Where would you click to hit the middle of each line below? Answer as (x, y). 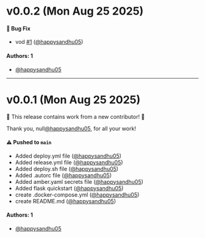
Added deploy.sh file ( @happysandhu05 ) (67, 169)
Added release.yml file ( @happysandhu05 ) (69, 162)
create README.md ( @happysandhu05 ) (66, 201)
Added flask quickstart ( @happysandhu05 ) (69, 188)
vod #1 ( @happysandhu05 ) (49, 42)
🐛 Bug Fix (18, 28)
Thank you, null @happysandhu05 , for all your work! (71, 128)
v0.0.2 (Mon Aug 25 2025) (75, 11)
